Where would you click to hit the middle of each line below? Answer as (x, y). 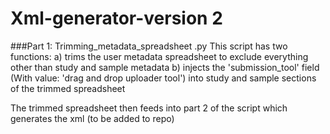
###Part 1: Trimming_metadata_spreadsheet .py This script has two (149, 46)
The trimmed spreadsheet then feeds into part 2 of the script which (149, 108)
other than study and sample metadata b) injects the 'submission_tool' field (165, 67)
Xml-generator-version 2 (116, 18)
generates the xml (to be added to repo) (92, 118)
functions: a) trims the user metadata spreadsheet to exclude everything (159, 56)
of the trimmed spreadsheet (68, 88)
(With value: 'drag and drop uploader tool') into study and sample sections (163, 78)
